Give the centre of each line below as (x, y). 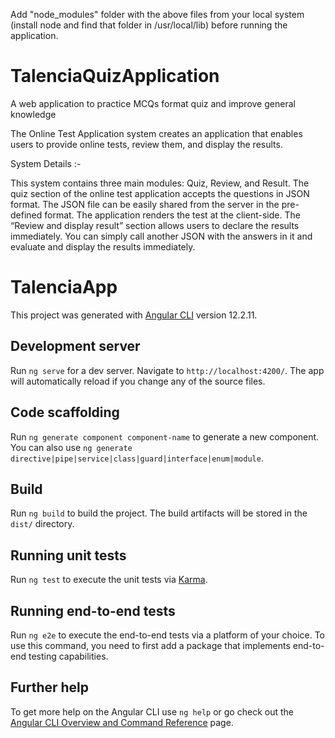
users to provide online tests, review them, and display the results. (146, 144)
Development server (75, 346)
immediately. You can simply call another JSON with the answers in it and (161, 236)
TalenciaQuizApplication (115, 76)
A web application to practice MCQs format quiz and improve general (153, 103)
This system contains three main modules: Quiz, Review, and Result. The (160, 183)
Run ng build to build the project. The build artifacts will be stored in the (159, 513)
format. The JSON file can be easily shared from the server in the (145, 204)
